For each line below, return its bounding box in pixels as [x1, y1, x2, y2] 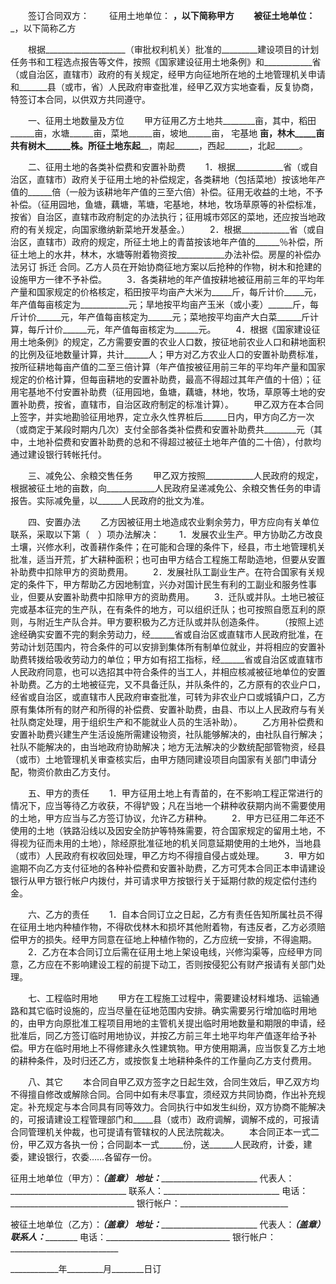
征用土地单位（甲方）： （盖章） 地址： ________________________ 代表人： [10, 1172, 295, 1184]
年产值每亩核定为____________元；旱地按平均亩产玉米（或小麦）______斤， [10, 299, 310, 310]
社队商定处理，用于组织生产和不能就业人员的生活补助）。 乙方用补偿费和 [10, 716, 324, 728]
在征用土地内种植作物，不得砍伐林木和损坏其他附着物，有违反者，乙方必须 [10, 921, 317, 933]
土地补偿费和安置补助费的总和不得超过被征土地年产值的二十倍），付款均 [27, 436, 322, 448]
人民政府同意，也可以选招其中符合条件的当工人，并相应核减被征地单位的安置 [10, 666, 326, 678]
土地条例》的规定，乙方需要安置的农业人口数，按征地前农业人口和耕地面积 [18, 336, 326, 348]
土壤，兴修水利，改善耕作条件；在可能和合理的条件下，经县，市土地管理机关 [10, 541, 326, 553]
